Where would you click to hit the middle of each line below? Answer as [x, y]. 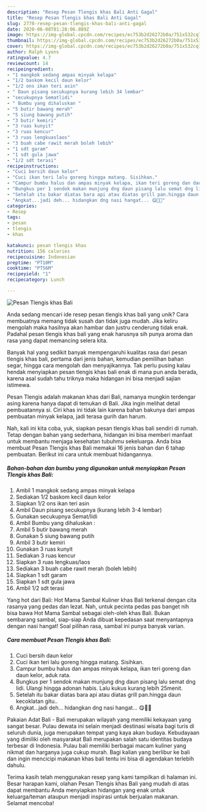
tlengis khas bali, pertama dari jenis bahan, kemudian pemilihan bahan [95, 359]
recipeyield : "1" [29, 274]
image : [15, 35]
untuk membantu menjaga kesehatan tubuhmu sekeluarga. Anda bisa [94, 441]
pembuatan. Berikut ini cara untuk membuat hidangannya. [80, 454]
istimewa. [19, 385]
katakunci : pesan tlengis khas [47, 245]
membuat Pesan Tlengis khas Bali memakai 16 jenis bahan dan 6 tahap [96, 448]
